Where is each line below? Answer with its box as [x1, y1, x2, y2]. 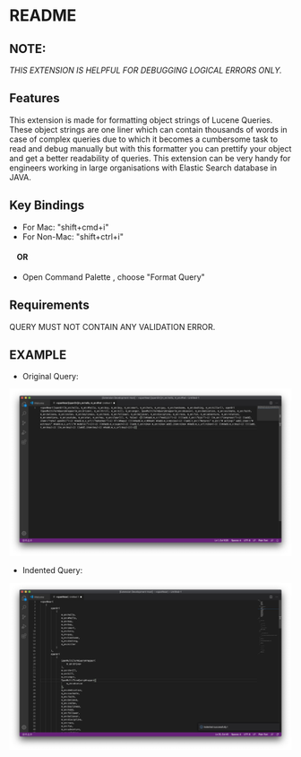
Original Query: [21, 371, 79, 382]
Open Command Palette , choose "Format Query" [21, 271, 206, 283]
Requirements [9, 298, 90, 313]
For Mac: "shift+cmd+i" [21, 222, 109, 232]
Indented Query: [21, 565, 83, 576]
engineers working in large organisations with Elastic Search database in [9, 162, 278, 173]
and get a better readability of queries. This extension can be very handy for [9, 152, 291, 163]
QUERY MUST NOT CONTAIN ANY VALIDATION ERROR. [9, 321, 216, 332]
